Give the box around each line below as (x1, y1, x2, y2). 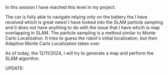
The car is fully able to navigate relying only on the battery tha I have (5, 14, 147, 19)
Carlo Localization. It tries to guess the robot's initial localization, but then (5, 35, 157, 41)
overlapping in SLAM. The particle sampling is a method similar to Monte (5, 30, 156, 35)
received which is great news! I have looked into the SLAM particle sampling (5, 19, 163, 25)
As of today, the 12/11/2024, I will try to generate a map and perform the (5, 50, 154, 56)
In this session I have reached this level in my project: (5, 4, 116, 10)
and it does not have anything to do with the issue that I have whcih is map (5, 24, 160, 30)
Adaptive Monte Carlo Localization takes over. (5, 40, 101, 46)
